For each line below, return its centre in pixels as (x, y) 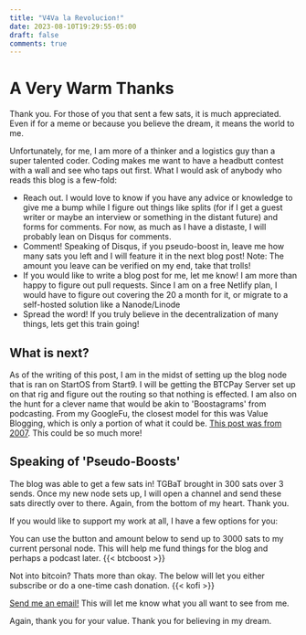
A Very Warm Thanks (92, 89)
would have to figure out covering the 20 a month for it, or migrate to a (155, 295)
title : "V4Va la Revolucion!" (67, 18)
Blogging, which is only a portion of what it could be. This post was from (146, 423)
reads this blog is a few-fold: (63, 180)
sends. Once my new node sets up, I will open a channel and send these (145, 493)
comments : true (38, 43)
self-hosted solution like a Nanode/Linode (101, 305)
